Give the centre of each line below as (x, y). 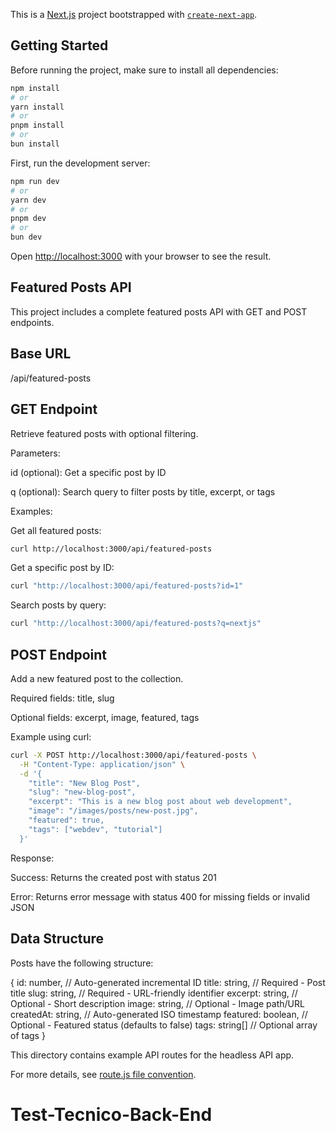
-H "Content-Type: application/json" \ (102, 764)
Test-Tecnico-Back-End (111, 1114)
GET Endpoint (54, 409)
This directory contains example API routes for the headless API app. (152, 1055)
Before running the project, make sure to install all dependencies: (144, 70)
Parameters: (35, 453)
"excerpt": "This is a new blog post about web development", (160, 802)
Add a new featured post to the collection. (97, 678)
